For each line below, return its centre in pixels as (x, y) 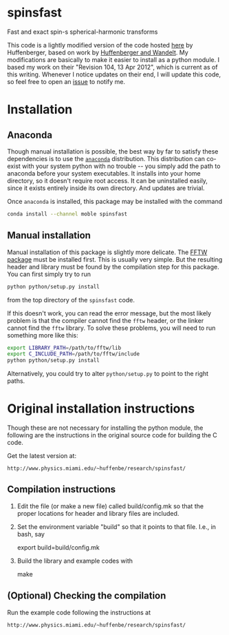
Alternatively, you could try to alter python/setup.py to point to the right (108, 374)
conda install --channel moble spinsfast (67, 214)
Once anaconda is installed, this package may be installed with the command (115, 201)
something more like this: (43, 335)
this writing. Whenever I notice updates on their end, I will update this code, (114, 74)
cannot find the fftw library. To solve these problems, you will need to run (111, 328)
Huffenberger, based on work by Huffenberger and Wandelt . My (98, 52)
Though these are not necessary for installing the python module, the (105, 428)
